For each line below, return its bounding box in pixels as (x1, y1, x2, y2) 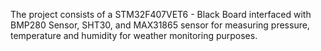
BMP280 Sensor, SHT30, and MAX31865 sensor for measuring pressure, (10, 19, 310, 31)
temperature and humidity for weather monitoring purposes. (10, 30, 258, 41)
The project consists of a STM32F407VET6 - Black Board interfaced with (10, 9, 312, 20)
